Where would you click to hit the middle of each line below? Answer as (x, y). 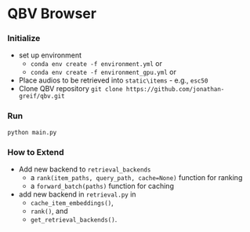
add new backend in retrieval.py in (77, 194)
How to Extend (36, 152)
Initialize (24, 39)
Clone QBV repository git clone (71, 89)
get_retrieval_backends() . (74, 219)
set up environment (50, 55)
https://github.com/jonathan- (175, 90)
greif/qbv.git (42, 96)
